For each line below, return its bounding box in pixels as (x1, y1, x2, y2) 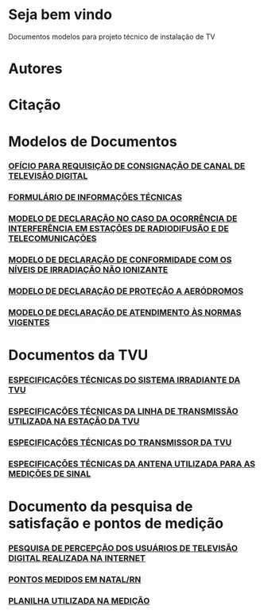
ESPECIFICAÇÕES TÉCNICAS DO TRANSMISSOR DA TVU (8, 437, 232, 448)
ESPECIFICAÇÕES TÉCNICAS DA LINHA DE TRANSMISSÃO (8, 406, 239, 417)
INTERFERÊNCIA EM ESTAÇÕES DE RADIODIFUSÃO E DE (8, 223, 229, 234)
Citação (8, 96, 61, 114)
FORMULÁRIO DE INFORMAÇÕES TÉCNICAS (8, 192, 183, 203)
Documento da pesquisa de (8, 498, 193, 516)
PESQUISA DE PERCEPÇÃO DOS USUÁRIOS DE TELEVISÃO (8, 543, 239, 554)
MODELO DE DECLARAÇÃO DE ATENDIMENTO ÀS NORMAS (8, 307, 242, 319)
